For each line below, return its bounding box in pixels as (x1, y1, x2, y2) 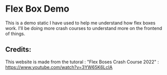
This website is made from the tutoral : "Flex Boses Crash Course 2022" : (5, 59, 159, 65)
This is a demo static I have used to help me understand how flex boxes (5, 20, 156, 26)
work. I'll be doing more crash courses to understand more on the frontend (5, 25, 162, 31)
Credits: (5, 45, 32, 54)
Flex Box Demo (5, 3, 70, 15)
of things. (5, 30, 25, 36)
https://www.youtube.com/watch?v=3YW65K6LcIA (5, 64, 113, 70)
